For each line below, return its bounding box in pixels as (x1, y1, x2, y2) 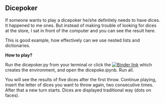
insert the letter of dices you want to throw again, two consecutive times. (5, 82, 154, 88)
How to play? (5, 52, 33, 58)
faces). (5, 92, 20, 98)
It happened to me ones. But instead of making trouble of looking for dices (5, 22, 157, 28)
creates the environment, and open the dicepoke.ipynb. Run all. (5, 67, 134, 73)
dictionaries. (5, 42, 31, 49)
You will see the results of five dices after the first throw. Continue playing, (5, 76, 157, 82)
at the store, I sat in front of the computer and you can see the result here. (5, 27, 156, 34)
